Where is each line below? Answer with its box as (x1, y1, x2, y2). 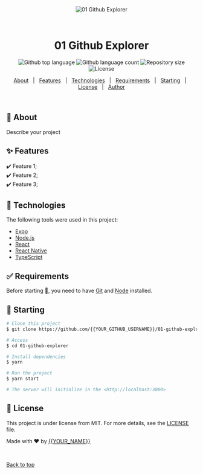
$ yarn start (6, 376, 39, 382)
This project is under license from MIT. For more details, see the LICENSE (6, 419, 189, 426)
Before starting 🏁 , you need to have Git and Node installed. (6, 287, 153, 295)
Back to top (6, 461, 35, 468)
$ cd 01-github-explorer (6, 342, 69, 349)
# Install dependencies (6, 353, 66, 360)
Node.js (14, 234, 35, 242)
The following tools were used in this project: (6, 216, 118, 223)
